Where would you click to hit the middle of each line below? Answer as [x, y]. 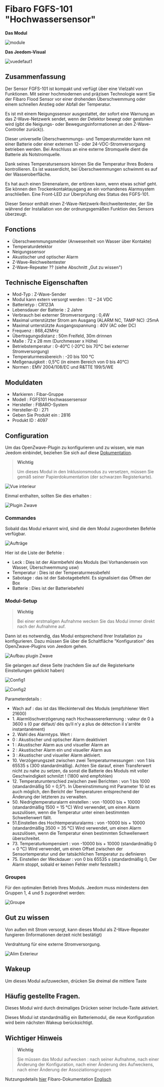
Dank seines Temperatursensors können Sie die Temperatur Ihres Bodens [79, 164]
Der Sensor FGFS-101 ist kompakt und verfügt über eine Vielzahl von [74, 89]
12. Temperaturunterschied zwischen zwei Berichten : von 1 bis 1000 [81, 781]
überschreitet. [26, 838]
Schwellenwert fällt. [32, 817]
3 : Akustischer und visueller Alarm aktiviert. [57, 755]
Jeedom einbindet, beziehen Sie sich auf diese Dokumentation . [69, 453]
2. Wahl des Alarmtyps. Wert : [42, 734]
